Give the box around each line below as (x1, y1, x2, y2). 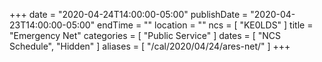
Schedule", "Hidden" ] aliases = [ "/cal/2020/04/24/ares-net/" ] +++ (9, 40, 291, 52)
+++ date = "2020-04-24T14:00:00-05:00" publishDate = (9, 9, 249, 20)
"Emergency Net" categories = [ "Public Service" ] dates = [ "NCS (9, 30, 282, 41)
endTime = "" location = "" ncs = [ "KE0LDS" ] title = (97, 19, 314, 31)
